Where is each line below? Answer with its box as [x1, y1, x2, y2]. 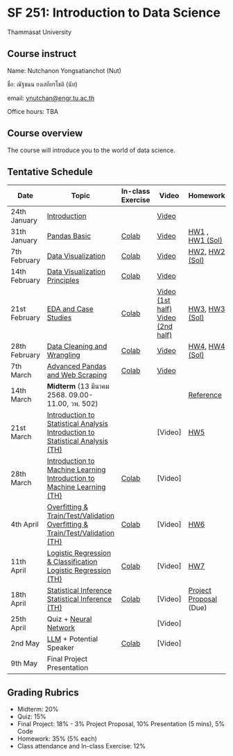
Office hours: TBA [7, 107, 59, 115]
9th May [10, 659, 38, 668]
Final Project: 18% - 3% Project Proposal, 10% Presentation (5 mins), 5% [17, 720, 225, 728]
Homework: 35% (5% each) [17, 734, 97, 743]
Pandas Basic [46, 231, 92, 241]
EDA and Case [46, 304, 94, 314]
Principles [46, 276, 80, 286]
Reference [188, 391, 222, 400]
